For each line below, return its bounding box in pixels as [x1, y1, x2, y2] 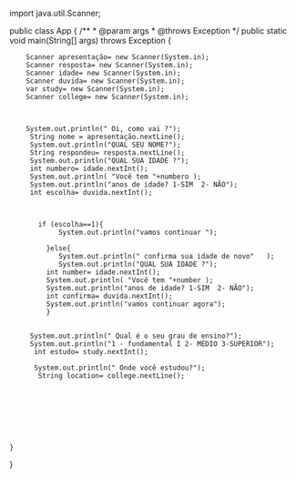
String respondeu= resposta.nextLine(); [29, 148, 185, 158]
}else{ [46, 244, 71, 253]
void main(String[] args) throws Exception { [9, 36, 171, 46]
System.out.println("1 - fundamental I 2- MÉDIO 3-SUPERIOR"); [29, 340, 275, 349]
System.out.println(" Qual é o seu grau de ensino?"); [29, 331, 243, 341]
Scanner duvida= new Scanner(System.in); [26, 76, 185, 86]
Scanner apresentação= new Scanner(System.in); [26, 53, 209, 62]
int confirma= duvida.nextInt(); [46, 291, 173, 300]
